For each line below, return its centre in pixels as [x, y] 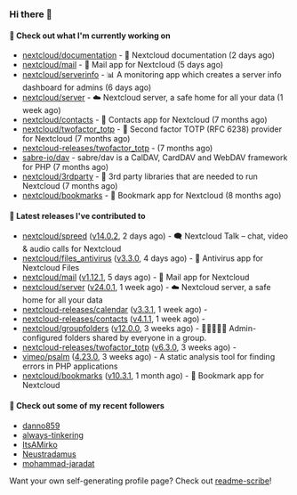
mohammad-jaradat [58, 463]
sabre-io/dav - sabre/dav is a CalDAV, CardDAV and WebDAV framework [155, 158]
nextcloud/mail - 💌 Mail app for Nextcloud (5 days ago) [123, 65]
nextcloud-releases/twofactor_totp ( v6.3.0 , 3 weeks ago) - [129, 347]
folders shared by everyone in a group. [136, 338]
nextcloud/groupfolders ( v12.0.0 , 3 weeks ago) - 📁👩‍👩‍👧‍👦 [124, 329]
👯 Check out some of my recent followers [87, 405]
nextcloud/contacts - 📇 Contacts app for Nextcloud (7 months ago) [145, 120]
